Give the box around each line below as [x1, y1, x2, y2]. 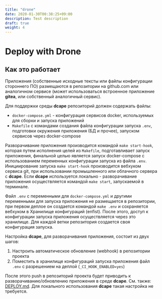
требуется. [5, 288, 28, 294]
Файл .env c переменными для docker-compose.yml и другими [5, 193, 132, 199]
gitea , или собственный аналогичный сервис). [5, 94, 102, 100]
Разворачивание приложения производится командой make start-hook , [5, 143, 154, 149]
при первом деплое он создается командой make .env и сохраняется [5, 203, 148, 209]
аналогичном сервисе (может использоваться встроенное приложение [5, 88, 155, 95]
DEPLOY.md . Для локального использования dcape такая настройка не [5, 283, 154, 289]
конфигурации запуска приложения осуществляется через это [5, 214, 136, 220]
